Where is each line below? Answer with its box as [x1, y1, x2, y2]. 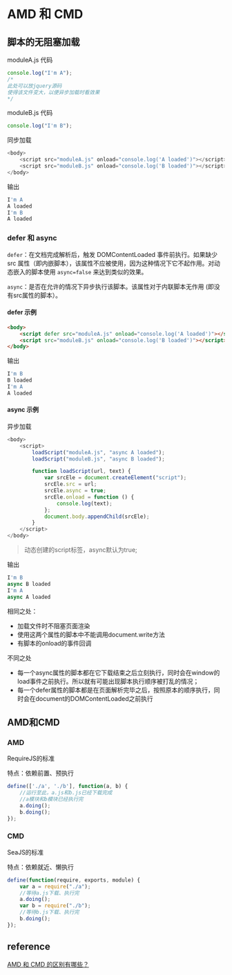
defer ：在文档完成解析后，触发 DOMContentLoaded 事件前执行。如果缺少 [7, 250, 218, 258]
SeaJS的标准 [7, 848, 44, 856]
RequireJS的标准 [7, 754, 55, 762]
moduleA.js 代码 [7, 56, 53, 64]
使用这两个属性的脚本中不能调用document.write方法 [17, 630, 166, 638]
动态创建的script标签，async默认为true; [23, 546, 138, 554]
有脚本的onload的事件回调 [17, 638, 92, 647]
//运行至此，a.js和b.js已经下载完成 [19, 789, 113, 796]
